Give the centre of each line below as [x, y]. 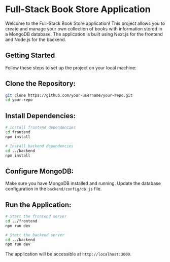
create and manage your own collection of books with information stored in [84, 28]
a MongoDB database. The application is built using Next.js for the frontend [84, 34]
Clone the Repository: [41, 84]
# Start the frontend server [36, 216]
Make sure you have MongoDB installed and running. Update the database [83, 183]
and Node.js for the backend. [36, 40]
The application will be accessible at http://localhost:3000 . [69, 254]
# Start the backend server [35, 235]
